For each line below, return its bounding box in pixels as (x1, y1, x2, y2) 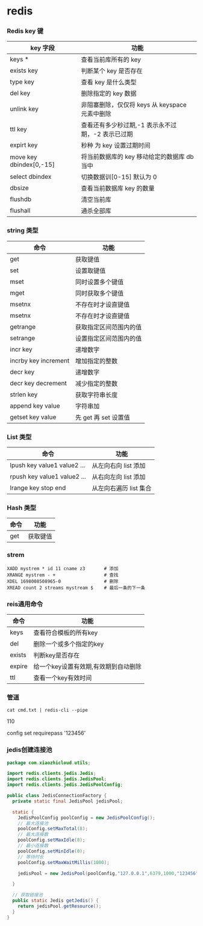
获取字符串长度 (75, 390, 118, 399)
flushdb (10, 195, 32, 204)
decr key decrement (10, 379, 67, 387)
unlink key (10, 105, 39, 113)
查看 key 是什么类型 (81, 78, 137, 87)
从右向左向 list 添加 (92, 473, 146, 481)
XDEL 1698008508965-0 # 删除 (7, 578, 119, 585)
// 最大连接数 (17, 831, 49, 837)
